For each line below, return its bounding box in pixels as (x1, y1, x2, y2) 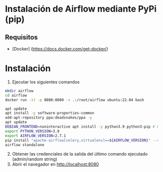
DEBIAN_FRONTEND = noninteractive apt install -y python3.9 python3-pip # (5, 124, 155, 129)
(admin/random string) (12, 156, 57, 162)
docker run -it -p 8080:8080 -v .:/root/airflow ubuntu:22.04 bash (5, 97, 145, 103)
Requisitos (5, 33, 38, 41)
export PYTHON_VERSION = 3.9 (5, 129, 60, 134)
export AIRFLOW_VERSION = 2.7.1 (5, 133, 66, 138)
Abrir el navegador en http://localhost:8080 (12, 161, 99, 167)
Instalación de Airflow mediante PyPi (5, 3, 157, 15)
